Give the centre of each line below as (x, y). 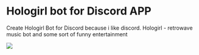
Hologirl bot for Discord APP (79, 11)
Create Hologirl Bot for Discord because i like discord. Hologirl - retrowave (100, 28)
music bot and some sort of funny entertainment (67, 34)
